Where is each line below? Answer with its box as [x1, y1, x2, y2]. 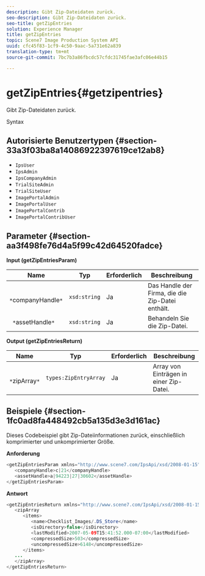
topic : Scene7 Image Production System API [6, 37, 119, 43]
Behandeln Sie [148, 314, 189, 323]
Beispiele [6, 406, 43, 416]
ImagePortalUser [15, 201, 57, 207]
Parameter [6, 231, 48, 241]
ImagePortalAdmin [15, 195, 60, 201]
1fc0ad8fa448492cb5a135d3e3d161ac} [6, 416, 160, 426]
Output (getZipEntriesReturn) [6, 337, 83, 345]
